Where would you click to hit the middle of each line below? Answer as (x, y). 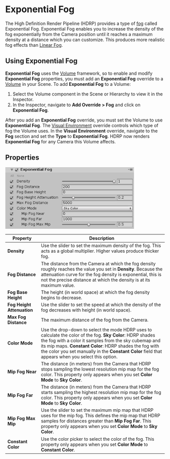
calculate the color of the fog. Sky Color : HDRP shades (98, 335)
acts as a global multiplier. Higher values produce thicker (100, 251)
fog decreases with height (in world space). (86, 310)
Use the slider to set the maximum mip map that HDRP (97, 410)
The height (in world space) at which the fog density (95, 292)
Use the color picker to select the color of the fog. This (97, 439)
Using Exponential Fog (41, 61)
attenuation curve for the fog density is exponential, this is (101, 274)
